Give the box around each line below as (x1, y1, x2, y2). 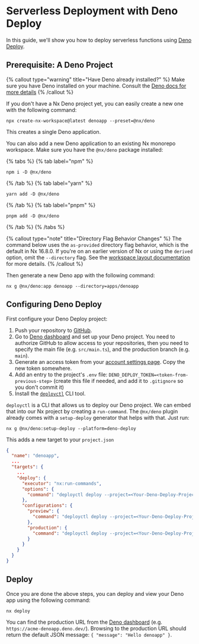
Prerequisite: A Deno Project (6, 60, 114, 70)
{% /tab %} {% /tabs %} (6, 223, 65, 230)
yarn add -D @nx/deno (6, 191, 60, 197)
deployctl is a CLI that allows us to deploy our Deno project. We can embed (6, 401, 191, 409)
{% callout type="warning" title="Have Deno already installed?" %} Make (6, 76, 185, 83)
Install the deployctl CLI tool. (14, 389, 86, 397)
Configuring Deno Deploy (6, 299, 102, 310)
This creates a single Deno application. (6, 128, 101, 135)
